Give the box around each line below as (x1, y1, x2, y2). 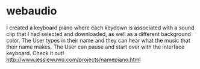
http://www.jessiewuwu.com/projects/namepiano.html (6, 56, 141, 63)
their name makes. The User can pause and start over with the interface (6, 43, 185, 50)
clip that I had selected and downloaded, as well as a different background (6, 30, 192, 37)
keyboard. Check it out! (6, 49, 64, 56)
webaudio (6, 4, 57, 18)
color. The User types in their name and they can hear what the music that (6, 37, 191, 44)
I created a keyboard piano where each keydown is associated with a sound (6, 24, 195, 31)
